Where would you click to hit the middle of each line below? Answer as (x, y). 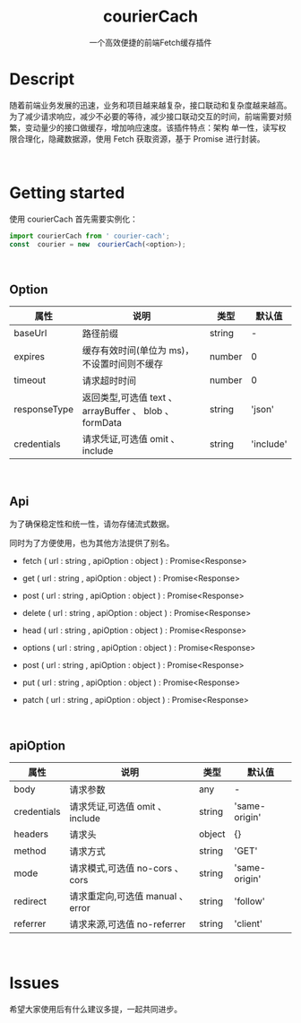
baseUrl (30, 334)
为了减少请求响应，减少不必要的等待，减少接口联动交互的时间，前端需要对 (146, 116)
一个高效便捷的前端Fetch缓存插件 (150, 42)
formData (102, 423)
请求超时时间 (109, 381)
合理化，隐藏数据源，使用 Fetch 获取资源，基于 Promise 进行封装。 (141, 139)
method (30, 851)
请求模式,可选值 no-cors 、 (126, 868)
